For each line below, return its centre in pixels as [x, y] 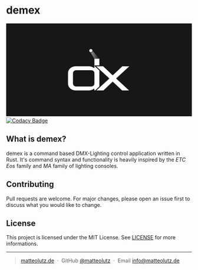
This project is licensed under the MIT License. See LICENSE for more [91, 238]
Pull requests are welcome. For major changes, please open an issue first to [98, 199]
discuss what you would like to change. [54, 205]
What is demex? [36, 139]
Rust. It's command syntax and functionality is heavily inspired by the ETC [96, 159]
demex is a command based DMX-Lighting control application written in [93, 153]
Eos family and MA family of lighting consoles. [62, 166]
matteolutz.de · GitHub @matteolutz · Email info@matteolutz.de [100, 261]
